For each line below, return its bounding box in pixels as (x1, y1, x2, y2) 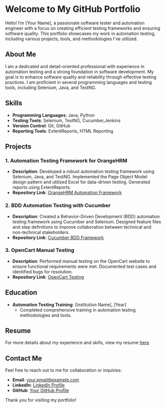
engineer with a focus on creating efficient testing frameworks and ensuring (5, 25, 161, 31)
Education (5, 288, 38, 297)
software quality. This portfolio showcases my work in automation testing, (5, 30, 156, 36)
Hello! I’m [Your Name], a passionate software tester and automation (5, 20, 145, 26)
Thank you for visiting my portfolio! (5, 397, 77, 403)
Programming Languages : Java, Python (12, 112, 95, 118)
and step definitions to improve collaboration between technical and (12, 224, 152, 230)
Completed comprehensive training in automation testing (19, 307, 136, 313)
